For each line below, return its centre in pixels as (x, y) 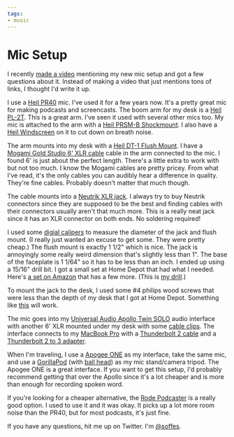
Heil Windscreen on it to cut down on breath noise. (80, 132)
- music (19, 20)
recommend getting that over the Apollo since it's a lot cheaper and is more (116, 377)
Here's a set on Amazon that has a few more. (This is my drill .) (97, 277)
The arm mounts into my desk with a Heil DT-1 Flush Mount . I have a (105, 146)
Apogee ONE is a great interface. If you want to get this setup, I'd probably (115, 370)
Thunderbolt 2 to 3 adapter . (47, 341)
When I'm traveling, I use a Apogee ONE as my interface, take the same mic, (117, 354)
